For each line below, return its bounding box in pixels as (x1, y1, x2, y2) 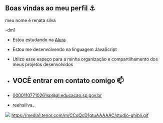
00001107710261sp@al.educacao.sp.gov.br (12, 92, 102, 98)
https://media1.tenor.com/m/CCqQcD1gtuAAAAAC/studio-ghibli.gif (11, 112, 149, 118)
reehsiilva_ (12, 102, 35, 108)
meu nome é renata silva (5, 17, 56, 23)
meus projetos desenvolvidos (12, 61, 73, 67)
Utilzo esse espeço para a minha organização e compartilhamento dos (12, 56, 158, 62)
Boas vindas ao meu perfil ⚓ (5, 4, 95, 12)
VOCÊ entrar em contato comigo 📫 (12, 76, 124, 85)
